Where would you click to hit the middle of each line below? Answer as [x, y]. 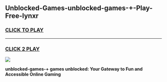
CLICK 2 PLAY [22, 49]
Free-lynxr [22, 16]
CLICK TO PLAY [24, 30]
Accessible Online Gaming [33, 74]
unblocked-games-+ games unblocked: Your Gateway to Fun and [74, 69]
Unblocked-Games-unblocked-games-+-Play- [79, 8]
